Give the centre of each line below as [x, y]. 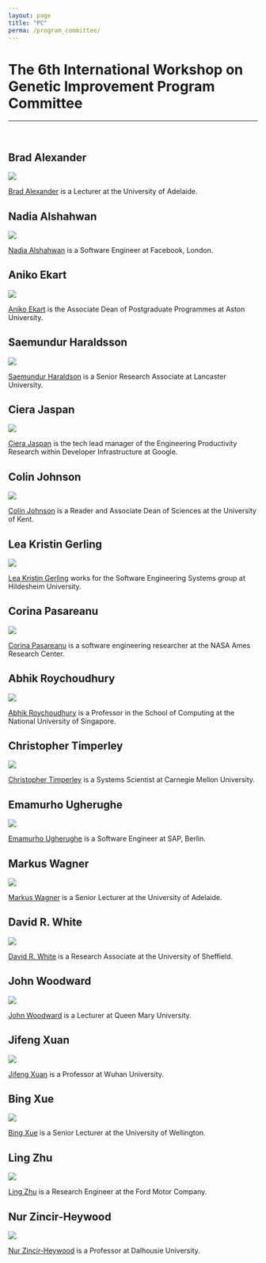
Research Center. [36, 654]
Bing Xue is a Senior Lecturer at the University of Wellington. [107, 1133]
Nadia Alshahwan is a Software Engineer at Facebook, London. [111, 250]
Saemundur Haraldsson [68, 343]
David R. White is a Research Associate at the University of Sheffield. [121, 956]
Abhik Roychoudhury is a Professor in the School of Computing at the [122, 712]
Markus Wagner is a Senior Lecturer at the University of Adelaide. [115, 898]
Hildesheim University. [45, 586]
